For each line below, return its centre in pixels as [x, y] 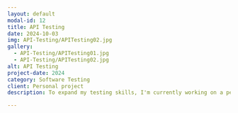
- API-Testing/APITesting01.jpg [62, 54]
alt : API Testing [33, 66]
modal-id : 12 [27, 20]
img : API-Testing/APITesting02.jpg [60, 40]
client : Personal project [45, 86]
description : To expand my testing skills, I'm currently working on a [115, 93]
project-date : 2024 [36, 73]
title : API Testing [36, 27]
